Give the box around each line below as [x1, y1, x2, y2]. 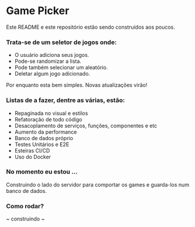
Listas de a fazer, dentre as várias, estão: [6, 96, 125, 104]
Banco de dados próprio [14, 134, 73, 141]
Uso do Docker [14, 153, 52, 160]
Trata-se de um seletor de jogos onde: [6, 38, 117, 46]
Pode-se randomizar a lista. [14, 57, 82, 65]
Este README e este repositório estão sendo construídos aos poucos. [6, 23, 176, 31]
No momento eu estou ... [6, 168, 78, 176]
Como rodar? [6, 202, 44, 210]
